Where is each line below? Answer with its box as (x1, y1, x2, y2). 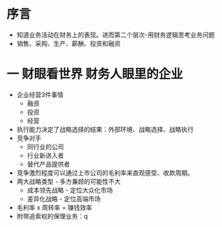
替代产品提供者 (26, 160, 70, 168)
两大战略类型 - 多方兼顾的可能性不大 (16, 177, 121, 185)
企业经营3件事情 (16, 90, 64, 99)
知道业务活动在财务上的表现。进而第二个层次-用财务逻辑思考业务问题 (16, 31, 215, 39)
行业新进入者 (26, 151, 64, 160)
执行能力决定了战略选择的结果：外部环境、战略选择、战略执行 (16, 125, 194, 133)
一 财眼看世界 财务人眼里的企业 (6, 67, 184, 82)
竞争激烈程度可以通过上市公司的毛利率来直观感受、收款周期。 (16, 168, 194, 177)
